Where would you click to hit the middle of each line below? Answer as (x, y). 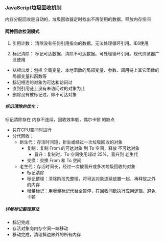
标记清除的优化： (22, 106)
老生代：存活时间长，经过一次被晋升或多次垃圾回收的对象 (77, 166)
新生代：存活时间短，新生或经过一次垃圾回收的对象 (71, 142)
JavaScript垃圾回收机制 (33, 7)
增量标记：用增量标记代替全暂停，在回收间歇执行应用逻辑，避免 (91, 191)
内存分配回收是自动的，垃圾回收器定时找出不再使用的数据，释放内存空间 (78, 19)
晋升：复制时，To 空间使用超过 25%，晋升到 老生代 (86, 154)
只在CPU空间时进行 (32, 130)
